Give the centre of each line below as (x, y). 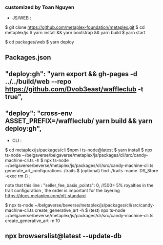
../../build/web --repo (38, 82)
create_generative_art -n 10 (32, 221)
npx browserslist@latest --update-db (63, 236)
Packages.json (28, 57)
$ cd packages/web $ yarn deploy (40, 42)
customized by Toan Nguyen (40, 7)
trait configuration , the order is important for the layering (62, 190)
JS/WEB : (22, 18)
